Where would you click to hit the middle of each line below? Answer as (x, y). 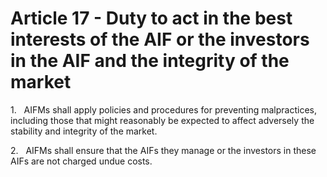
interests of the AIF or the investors (160, 39)
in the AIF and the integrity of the (150, 61)
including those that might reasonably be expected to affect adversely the (162, 120)
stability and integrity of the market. (84, 131)
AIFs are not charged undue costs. (81, 161)
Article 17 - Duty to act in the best (151, 18)
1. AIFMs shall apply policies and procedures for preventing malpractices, (163, 109)
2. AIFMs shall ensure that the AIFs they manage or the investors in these (163, 150)
